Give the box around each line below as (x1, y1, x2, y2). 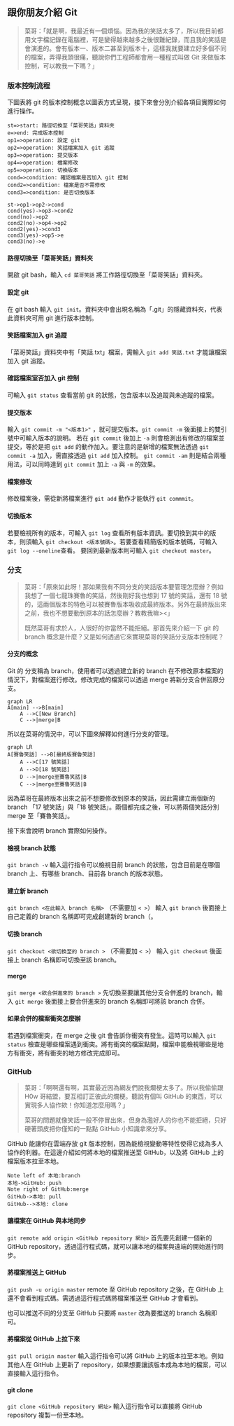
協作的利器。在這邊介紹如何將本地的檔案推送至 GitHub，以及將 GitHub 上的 (7, 1148, 224, 1157)
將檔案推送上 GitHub (7, 1268, 66, 1277)
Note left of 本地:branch (7, 1172, 80, 1179)
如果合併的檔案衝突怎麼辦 (7, 1014, 81, 1023)
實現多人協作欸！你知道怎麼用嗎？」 (24, 1101, 129, 1109)
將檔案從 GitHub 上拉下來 (7, 1335, 80, 1343)
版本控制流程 (7, 81, 51, 90)
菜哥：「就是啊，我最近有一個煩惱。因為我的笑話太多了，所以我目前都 (24, 27, 224, 35)
